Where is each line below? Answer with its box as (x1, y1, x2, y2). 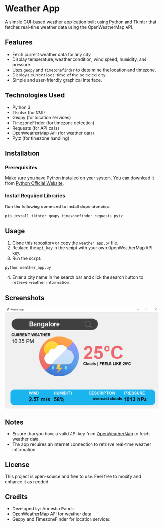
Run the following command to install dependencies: (5, 203, 110, 209)
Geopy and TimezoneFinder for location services (12, 516, 110, 522)
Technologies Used (5, 91, 65, 100)
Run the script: (12, 255, 42, 261)
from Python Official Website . (5, 180, 64, 186)
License (5, 461, 30, 469)
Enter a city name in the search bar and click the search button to (12, 274, 144, 280)
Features (5, 38, 33, 47)
